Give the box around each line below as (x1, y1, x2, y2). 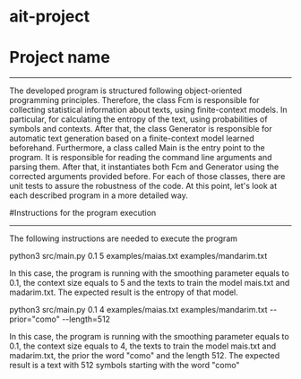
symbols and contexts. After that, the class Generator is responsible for (9, 124, 272, 134)
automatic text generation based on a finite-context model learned (9, 133, 255, 144)
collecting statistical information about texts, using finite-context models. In (9, 105, 288, 116)
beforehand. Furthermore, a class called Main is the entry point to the (9, 142, 266, 153)
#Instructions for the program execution (9, 208, 157, 219)
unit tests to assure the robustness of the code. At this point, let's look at (9, 181, 278, 192)
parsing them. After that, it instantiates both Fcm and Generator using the (9, 161, 279, 172)
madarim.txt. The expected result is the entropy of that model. (9, 287, 239, 297)
